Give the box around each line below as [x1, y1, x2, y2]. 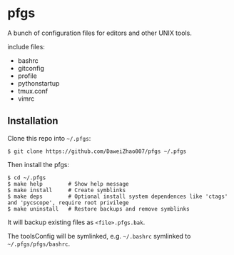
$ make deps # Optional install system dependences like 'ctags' [7, 193, 228, 200]
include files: [7, 42, 45, 51]
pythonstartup [17, 79, 60, 87]
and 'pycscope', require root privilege [7, 199, 130, 206]
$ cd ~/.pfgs [7, 174, 46, 181]
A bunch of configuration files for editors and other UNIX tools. [7, 29, 193, 37]
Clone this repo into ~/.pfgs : [7, 134, 91, 142]
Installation [7, 115, 58, 127]
